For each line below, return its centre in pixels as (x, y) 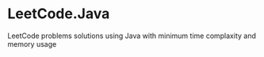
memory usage (32, 44)
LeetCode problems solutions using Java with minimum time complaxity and (132, 36)
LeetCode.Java (59, 14)
